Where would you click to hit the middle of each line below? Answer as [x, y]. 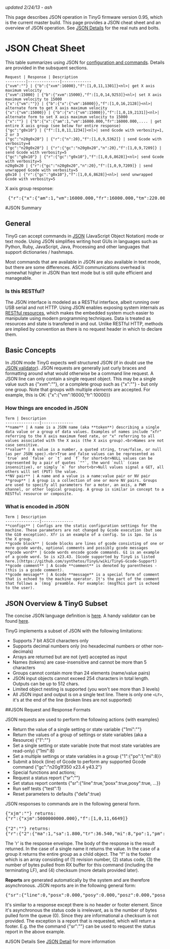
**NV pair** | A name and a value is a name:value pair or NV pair [78, 476]
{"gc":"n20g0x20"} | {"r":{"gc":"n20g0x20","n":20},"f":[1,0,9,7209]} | [83, 148]
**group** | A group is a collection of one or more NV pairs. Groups [81, 481]
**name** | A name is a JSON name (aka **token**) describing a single [82, 428]
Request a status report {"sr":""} [46, 778]
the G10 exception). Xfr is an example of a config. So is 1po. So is [81, 535]
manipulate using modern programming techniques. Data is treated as [78, 318]
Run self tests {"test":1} [37, 789]
